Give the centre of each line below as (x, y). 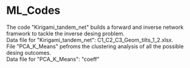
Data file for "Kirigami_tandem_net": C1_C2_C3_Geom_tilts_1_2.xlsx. (90, 40)
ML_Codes (33, 11)
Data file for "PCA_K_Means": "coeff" (53, 59)
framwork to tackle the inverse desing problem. (66, 33)
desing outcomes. (29, 52)
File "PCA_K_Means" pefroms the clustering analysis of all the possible (95, 46)
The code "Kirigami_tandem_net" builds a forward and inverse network (95, 27)
